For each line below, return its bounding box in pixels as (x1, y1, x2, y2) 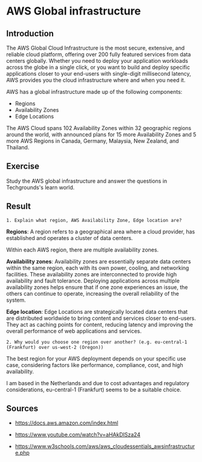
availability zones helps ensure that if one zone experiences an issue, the (6, 283, 188, 291)
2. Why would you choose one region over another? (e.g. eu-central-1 (6, 339, 188, 345)
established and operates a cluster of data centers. (6, 234, 133, 241)
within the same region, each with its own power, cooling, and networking (6, 264, 189, 272)
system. (6, 296, 26, 304)
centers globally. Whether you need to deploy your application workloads (6, 57, 189, 64)
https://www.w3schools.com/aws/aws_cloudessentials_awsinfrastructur (14, 443, 195, 450)
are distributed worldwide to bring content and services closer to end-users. (6, 314, 196, 322)
